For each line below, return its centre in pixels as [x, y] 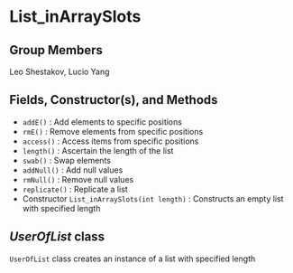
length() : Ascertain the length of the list [98, 150]
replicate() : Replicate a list [75, 189]
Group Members [56, 50]
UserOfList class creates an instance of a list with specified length [133, 259]
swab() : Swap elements [66, 160]
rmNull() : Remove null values [78, 179]
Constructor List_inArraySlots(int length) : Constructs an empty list [153, 198]
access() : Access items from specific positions [110, 141]
